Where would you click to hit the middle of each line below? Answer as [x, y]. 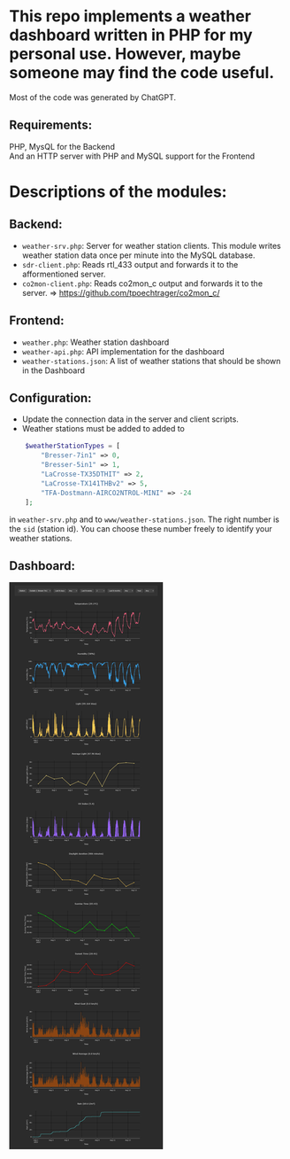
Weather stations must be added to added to [103, 429]
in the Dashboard [53, 370]
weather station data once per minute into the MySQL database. [138, 255]
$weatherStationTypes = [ [73, 446]
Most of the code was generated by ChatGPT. [93, 97]
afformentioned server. [64, 274]
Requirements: [51, 125]
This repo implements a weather [130, 16]
